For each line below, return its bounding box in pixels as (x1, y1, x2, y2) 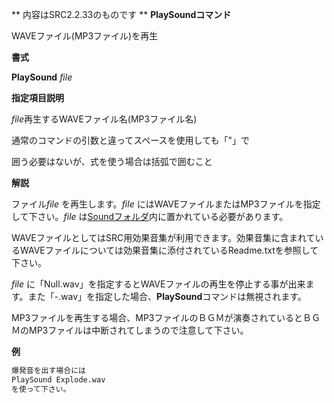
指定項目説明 (11, 92, 64, 103)
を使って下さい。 (11, 384, 71, 394)
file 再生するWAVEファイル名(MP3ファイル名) (11, 113, 198, 125)
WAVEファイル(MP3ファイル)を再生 (11, 30, 159, 42)
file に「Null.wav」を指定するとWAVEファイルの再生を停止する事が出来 (11, 278, 306, 290)
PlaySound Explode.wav (11, 374, 106, 385)
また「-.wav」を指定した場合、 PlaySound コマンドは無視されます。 (27, 291, 307, 302)
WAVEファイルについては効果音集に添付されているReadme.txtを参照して (19, 244, 319, 256)
